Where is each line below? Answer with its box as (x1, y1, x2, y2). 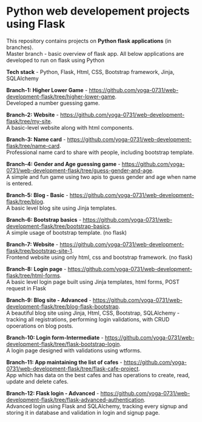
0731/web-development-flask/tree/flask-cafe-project (6, 365, 139, 372)
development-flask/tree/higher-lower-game (6, 93, 115, 100)
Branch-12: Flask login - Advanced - (6, 389, 99, 397)
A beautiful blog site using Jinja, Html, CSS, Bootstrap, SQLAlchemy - (6, 309, 180, 316)
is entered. (6, 179, 33, 187)
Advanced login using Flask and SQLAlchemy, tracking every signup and (6, 402, 188, 410)
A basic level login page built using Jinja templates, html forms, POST (6, 278, 180, 286)
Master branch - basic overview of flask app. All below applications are (6, 50, 184, 57)
